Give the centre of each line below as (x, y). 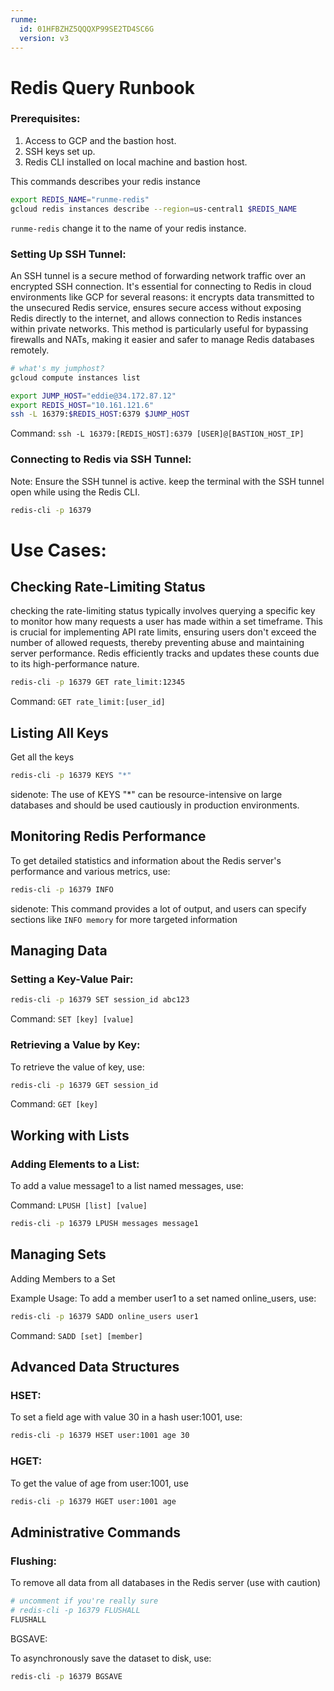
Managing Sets (58, 1254)
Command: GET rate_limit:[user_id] (88, 702)
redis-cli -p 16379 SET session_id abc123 (100, 1000)
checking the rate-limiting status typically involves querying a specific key (163, 611)
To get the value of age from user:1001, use (99, 1483)
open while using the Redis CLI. (75, 492)
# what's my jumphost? (57, 368)
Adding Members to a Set (63, 1278)
